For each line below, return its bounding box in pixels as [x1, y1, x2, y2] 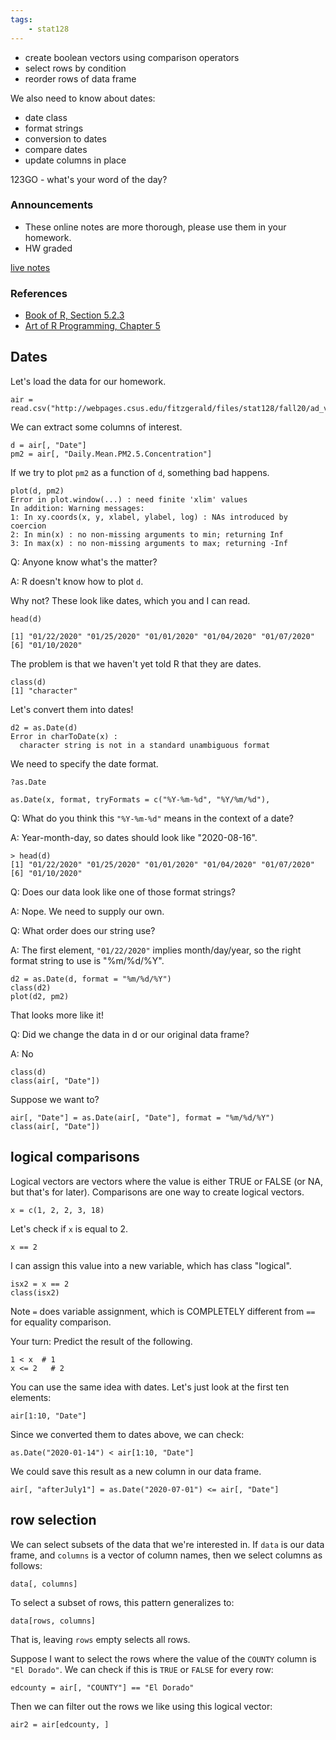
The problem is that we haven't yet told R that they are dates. [10, 657, 262, 670]
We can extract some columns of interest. [10, 421, 183, 433]
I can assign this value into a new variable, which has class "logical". [10, 1259, 292, 1271]
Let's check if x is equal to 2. [10, 1222, 129, 1235]
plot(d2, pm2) [10, 991, 70, 1001]
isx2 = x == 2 [10, 1279, 70, 1289]
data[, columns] [10, 1579, 78, 1589]
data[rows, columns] [10, 1616, 97, 1626]
